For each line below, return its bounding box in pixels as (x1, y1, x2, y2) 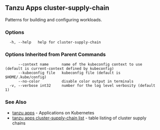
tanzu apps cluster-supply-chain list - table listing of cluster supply (12, 115, 147, 121)
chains (12, 120, 26, 126)
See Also (5, 99, 27, 106)
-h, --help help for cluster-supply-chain (9, 40, 101, 45)
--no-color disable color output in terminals (18, 79, 134, 84)
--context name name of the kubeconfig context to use (18, 62, 142, 67)
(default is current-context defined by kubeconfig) (5, 66, 114, 71)
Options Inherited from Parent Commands (5, 51, 106, 58)
